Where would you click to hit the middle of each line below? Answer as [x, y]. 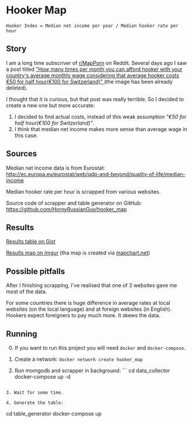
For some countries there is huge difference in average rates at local [88, 303]
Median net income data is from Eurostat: [56, 168]
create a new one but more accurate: [50, 105]
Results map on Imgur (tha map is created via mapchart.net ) [78, 253]
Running [22, 334]
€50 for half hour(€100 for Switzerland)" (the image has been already [90, 81]
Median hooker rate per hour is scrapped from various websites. [83, 191]
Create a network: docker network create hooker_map [78, 359]
